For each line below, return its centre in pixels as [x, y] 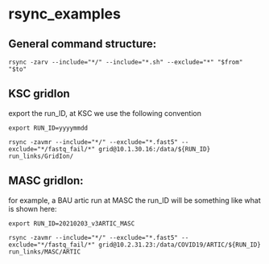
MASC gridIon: [46, 181]
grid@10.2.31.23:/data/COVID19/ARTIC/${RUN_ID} [180, 245]
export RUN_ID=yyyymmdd [48, 128]
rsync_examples [64, 14]
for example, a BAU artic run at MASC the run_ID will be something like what [134, 200]
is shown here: [33, 208]
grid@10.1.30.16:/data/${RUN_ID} [154, 149]
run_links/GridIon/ [41, 156]
